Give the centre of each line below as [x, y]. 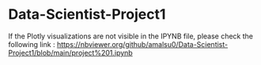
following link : [32, 44]
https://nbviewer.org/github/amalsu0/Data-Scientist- [142, 44]
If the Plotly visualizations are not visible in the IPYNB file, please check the [131, 36]
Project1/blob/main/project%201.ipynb [70, 52]
